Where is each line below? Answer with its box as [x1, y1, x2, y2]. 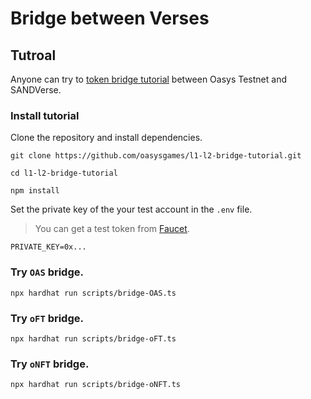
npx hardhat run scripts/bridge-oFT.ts [10, 333, 177, 344]
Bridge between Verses [10, 7, 210, 30]
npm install [10, 186, 60, 196]
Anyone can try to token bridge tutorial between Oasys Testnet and [10, 73, 287, 85]
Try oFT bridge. [10, 311, 84, 325]
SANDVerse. [10, 84, 62, 96]
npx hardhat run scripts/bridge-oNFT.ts [10, 380, 182, 390]
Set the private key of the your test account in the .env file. [10, 203, 253, 216]
